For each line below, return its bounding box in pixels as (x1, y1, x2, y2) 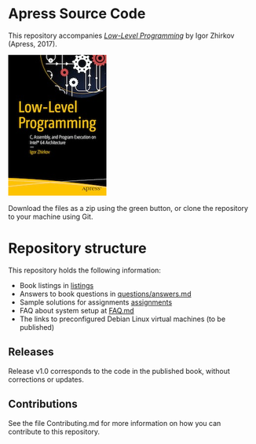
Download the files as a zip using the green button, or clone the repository (8, 203, 249, 213)
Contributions (8, 398, 78, 411)
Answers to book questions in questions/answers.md (19, 289, 192, 298)
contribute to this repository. (8, 427, 101, 436)
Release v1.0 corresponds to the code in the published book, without (8, 366, 230, 376)
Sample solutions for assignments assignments (19, 297, 173, 307)
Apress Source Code (8, 5, 146, 23)
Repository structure (8, 239, 147, 257)
